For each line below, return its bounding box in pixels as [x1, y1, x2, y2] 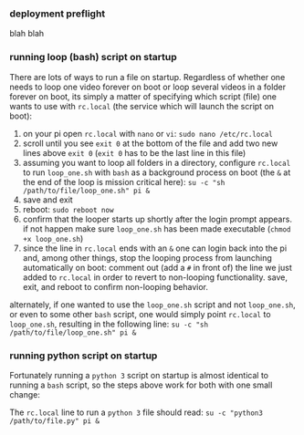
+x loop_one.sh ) [22, 233, 84, 243]
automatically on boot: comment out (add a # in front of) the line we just [22, 262, 292, 273]
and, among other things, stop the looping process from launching [22, 252, 272, 263]
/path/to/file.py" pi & [9, 416, 100, 426]
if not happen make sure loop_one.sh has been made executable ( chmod [22, 223, 291, 234]
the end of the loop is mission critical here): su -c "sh [22, 176, 225, 187]
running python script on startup [9, 349, 158, 362]
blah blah [9, 28, 45, 39]
